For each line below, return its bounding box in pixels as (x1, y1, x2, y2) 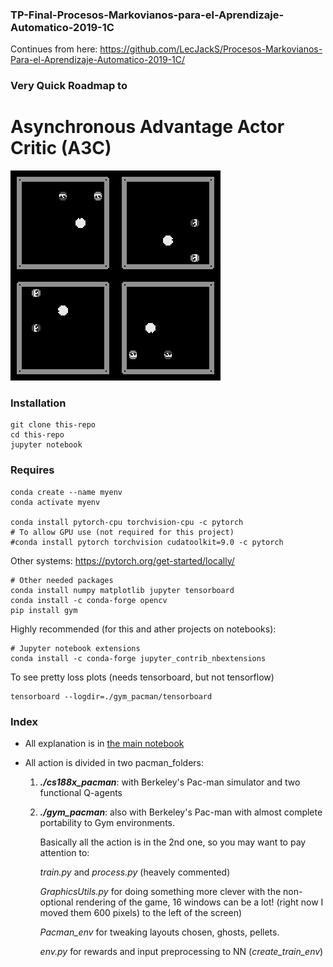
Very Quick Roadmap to (10, 79, 128, 93)
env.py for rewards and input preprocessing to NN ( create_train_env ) (39, 946, 324, 958)
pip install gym (10, 605, 78, 615)
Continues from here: (10, 43, 98, 55)
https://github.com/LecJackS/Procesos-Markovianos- (99, 43, 323, 55)
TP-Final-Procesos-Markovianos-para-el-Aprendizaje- (10, 8, 285, 22)
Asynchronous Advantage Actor (10, 116, 285, 138)
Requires (10, 463, 55, 477)
